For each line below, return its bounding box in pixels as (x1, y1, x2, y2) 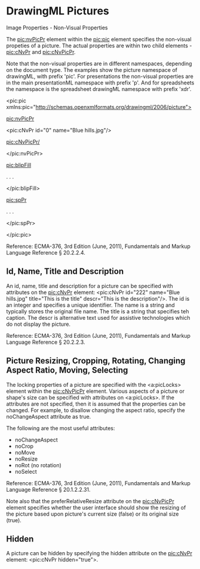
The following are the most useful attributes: (6, 424, 115, 432)
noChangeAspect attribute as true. (6, 413, 91, 420)
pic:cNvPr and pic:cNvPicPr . (6, 48, 76, 55)
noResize (14, 455, 38, 462)
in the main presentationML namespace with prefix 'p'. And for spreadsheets (6, 79, 195, 86)
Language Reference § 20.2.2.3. (6, 338, 85, 346)
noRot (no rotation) (14, 461, 61, 468)
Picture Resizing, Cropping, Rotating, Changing (6, 356, 186, 366)
